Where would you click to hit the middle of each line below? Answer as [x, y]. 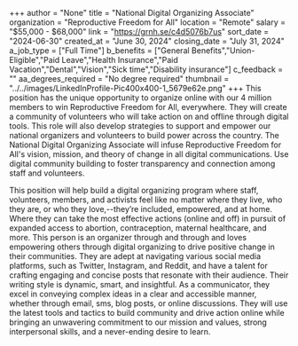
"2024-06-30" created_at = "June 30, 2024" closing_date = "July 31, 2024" [147, 41]
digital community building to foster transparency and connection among [142, 164]
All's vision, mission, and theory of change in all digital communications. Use [149, 154]
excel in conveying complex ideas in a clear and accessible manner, [133, 294]
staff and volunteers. [47, 173]
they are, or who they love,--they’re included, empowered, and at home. [141, 209]
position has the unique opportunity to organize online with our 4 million [141, 98]
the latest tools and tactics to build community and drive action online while [147, 313]
